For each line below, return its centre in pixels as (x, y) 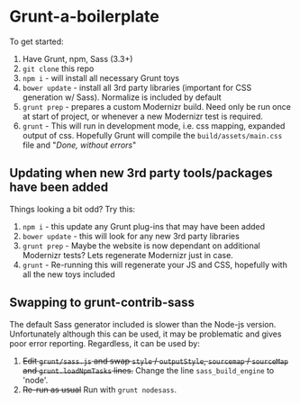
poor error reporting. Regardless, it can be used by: (105, 343)
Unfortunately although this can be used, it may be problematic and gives (145, 334)
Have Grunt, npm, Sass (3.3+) (77, 58)
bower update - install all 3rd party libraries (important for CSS (137, 87)
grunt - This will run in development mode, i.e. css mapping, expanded (154, 126)
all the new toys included (68, 274)
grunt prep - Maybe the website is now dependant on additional (141, 246)
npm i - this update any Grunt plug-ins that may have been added (144, 226)
